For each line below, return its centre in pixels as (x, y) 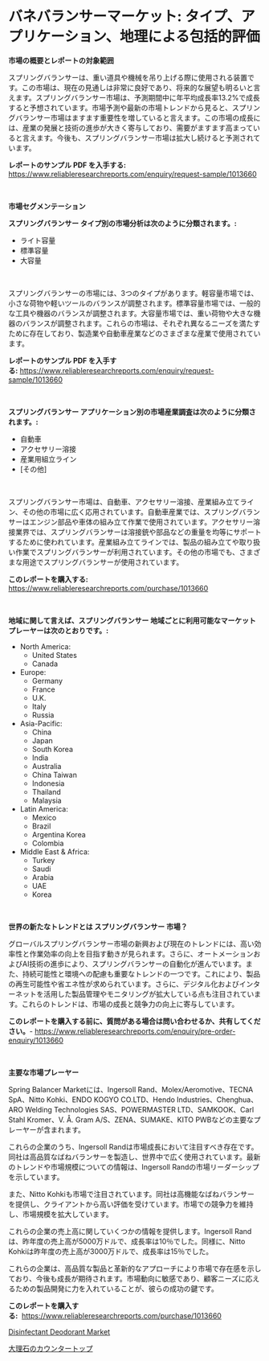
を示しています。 (36, 1177)
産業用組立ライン (48, 458)
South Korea (53, 749)
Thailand (47, 792)
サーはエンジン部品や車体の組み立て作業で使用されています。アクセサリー (131, 522)
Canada (45, 664)
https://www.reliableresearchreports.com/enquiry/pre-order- (135, 1031)
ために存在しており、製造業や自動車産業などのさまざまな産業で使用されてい (134, 333)
